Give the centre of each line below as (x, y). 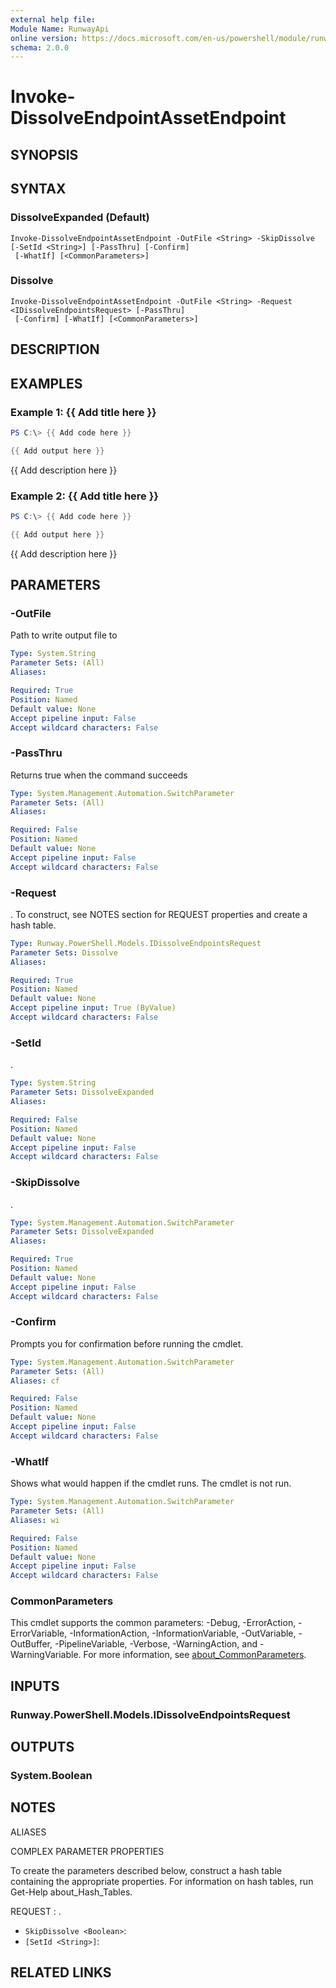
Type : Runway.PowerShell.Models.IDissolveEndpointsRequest (136, 943)
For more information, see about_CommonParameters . (195, 1655)
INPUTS (35, 1686)
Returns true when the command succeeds (99, 775)
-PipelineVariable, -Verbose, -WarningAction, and (156, 1644)
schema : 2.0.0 (40, 47)
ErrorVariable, (39, 1633)
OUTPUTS (42, 1747)
